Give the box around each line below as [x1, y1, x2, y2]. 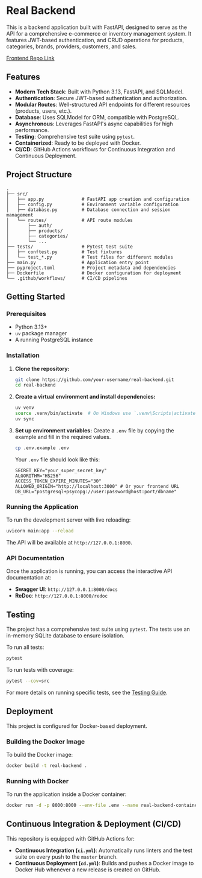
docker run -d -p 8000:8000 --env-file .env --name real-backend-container [6, 803, 200, 809]
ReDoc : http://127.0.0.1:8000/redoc [14, 592, 108, 599]
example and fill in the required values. [14, 433, 111, 440]
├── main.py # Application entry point [6, 259, 149, 265]
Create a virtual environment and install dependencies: [14, 393, 156, 400]
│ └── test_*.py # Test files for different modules [6, 254, 173, 260]
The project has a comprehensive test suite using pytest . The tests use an [6, 625, 191, 633]
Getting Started [6, 291, 66, 302]
